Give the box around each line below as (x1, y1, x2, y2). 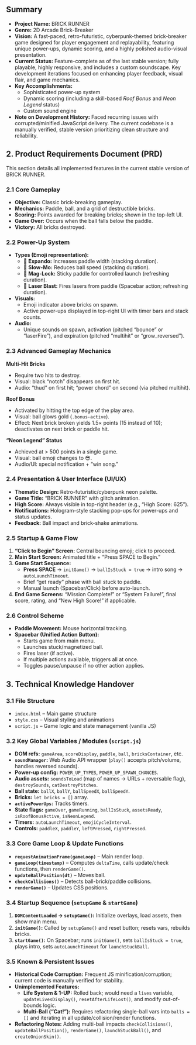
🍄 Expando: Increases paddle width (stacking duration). (23, 257, 159, 265)
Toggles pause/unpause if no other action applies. (23, 662, 145, 669)
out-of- (163, 996, 180, 1003)
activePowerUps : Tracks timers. (14, 800, 90, 807)
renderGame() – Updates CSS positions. (14, 884, 109, 891)
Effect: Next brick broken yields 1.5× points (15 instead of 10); (14, 419, 163, 426)
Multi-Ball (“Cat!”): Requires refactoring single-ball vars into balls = (23, 1008, 190, 1015)
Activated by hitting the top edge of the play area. (14, 407, 135, 414)
